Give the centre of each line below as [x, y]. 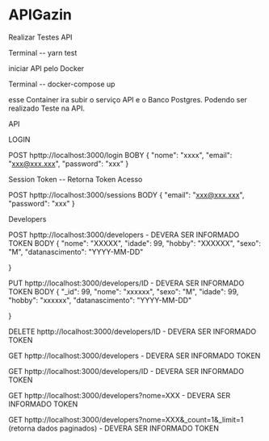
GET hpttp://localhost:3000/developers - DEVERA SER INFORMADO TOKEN [134, 356]
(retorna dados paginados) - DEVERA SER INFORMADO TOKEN [114, 428]
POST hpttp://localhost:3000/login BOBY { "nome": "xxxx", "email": [120, 155]
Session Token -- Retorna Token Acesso [76, 179]
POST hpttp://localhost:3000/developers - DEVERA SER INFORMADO [124, 235]
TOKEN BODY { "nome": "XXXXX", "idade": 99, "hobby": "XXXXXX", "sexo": [134, 243]
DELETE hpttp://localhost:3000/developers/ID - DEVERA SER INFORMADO [132, 331]
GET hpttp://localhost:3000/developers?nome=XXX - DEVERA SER [120, 395]
